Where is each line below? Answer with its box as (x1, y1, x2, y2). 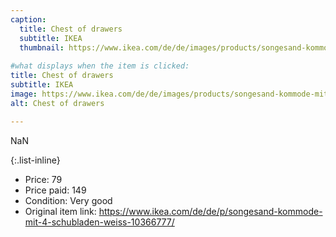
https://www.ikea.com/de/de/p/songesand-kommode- (98, 205, 323, 217)
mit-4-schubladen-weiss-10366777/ (24, 216, 175, 228)
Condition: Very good (24, 194, 113, 206)
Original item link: (24, 205, 97, 217)
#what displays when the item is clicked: (10, 61, 190, 71)
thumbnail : (19, 42, 65, 53)
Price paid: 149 (24, 184, 87, 196)
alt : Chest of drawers (10, 98, 105, 108)
